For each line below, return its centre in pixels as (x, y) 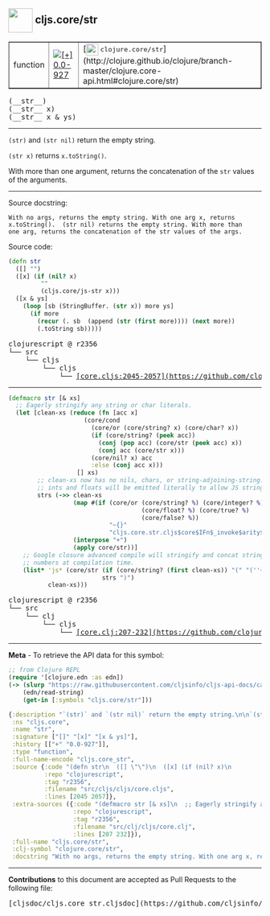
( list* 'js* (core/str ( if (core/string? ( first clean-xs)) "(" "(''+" (145, 570)
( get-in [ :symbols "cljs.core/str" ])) (88, 700)
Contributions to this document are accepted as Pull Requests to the (123, 880)
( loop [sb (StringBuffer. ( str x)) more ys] (98, 307)
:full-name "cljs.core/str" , (61, 842)
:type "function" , (43, 752)
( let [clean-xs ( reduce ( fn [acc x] (77, 413)
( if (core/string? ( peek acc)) (143, 435)
